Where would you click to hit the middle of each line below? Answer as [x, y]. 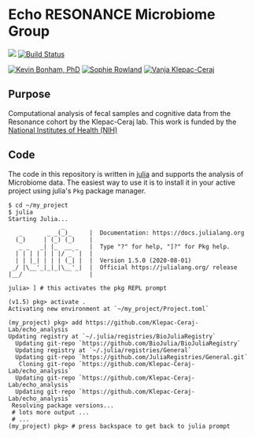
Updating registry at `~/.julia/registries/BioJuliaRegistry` [112, 336]
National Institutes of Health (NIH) [63, 130]
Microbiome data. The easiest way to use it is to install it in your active [122, 182]
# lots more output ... [50, 412]
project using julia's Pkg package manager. [77, 190]
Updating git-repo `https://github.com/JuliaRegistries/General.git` [131, 357]
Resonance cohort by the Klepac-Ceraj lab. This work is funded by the [122, 122]
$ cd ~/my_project [38, 205]
